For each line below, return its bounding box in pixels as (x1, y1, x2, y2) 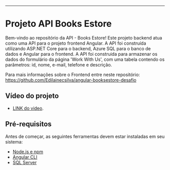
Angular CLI (12, 154, 37, 160)
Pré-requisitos (5, 120, 52, 128)
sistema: (5, 139, 23, 145)
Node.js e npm (12, 148, 44, 155)
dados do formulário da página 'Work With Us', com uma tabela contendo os (5, 56, 165, 62)
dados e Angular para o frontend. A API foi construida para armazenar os (5, 51, 158, 57)
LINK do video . (12, 105, 44, 111)
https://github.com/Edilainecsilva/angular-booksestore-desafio (5, 77, 137, 83)
